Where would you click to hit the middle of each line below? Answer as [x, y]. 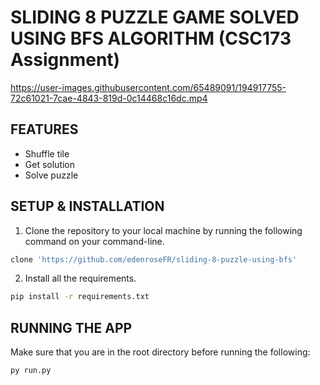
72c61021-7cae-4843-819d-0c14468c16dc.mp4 [109, 98]
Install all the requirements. [80, 278]
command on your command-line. [94, 241]
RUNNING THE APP [71, 327]
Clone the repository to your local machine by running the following [163, 230]
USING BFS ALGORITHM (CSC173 [151, 38]
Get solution [50, 164]
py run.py [31, 371]
